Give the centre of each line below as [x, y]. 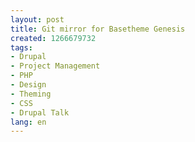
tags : [21, 47]
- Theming [31, 94]
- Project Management [55, 66]
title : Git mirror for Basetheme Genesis [98, 29]
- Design [28, 85]
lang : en [28, 122]
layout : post [37, 19]
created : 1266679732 [53, 38]
